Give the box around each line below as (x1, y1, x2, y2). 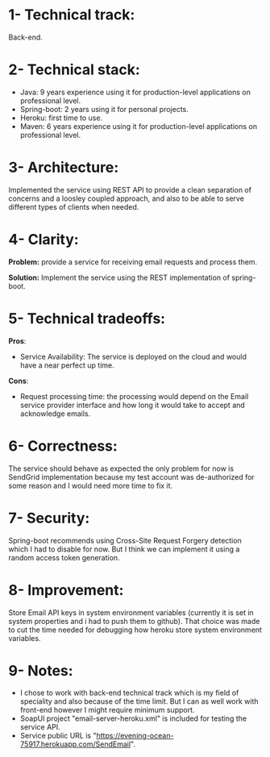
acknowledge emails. (19, 409, 91, 418)
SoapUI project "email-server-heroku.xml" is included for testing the (19, 713, 247, 723)
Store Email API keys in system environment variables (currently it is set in (8, 607, 254, 618)
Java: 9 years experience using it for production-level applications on (19, 87, 251, 97)
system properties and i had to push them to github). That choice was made (8, 616, 260, 626)
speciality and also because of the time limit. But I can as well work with (19, 697, 260, 706)
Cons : (8, 376, 29, 385)
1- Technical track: (8, 6, 135, 24)
